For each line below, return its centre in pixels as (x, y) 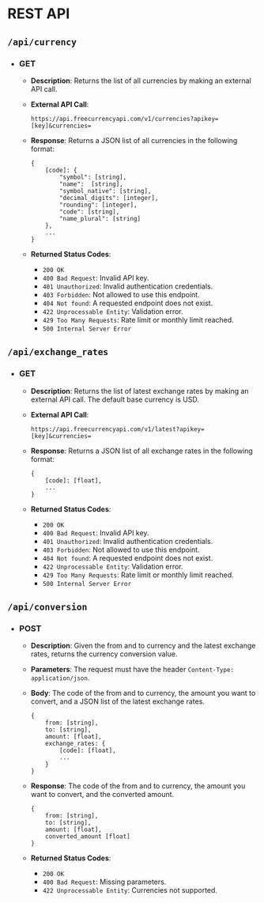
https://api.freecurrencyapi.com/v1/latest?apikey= (117, 429)
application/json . (60, 678)
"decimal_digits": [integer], (109, 198)
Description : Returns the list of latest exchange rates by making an (140, 391)
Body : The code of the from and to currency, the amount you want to (143, 693)
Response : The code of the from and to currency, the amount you (138, 786)
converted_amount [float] (88, 837)
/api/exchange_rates (58, 352)
